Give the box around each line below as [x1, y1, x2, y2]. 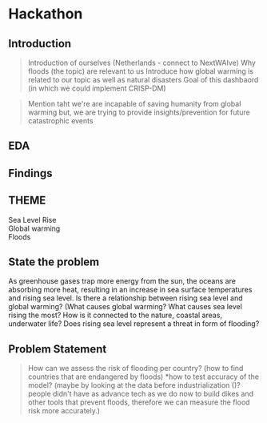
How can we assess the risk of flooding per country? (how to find [27, 364, 244, 373]
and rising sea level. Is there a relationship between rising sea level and [8, 293, 243, 303]
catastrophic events [27, 116, 94, 125]
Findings [8, 166, 54, 180]
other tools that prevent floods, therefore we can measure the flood [27, 397, 250, 407]
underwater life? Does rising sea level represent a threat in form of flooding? [8, 319, 260, 328]
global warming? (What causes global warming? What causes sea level [8, 302, 242, 312]
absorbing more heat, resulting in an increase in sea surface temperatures [8, 285, 253, 295]
